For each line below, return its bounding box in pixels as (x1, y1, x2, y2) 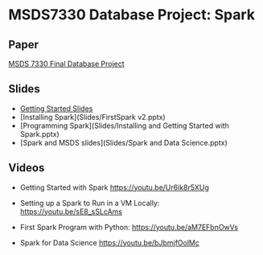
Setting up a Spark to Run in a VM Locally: (19, 198, 160, 208)
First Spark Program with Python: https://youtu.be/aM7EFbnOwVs (19, 222, 239, 232)
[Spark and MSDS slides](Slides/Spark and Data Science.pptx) (19, 138, 228, 147)
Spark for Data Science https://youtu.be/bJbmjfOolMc (19, 237, 199, 247)
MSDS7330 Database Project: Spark (8, 6, 256, 24)
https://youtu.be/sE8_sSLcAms (19, 207, 123, 216)
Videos (8, 161, 45, 175)
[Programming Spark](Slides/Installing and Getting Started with (19, 121, 229, 130)
